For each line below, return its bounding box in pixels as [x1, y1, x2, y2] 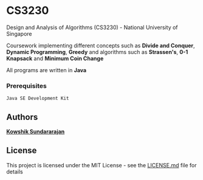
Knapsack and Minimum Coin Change [6, 55, 104, 62]
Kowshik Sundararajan [6, 128, 65, 135]
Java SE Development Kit [6, 95, 69, 102]
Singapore [6, 30, 32, 37]
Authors [6, 112, 38, 122]
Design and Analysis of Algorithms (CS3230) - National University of [6, 24, 178, 31]
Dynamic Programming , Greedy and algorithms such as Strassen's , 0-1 [6, 48, 188, 55]
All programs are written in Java [6, 66, 87, 73]
